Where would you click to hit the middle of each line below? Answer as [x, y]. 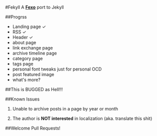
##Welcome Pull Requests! [33, 128]
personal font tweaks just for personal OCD [57, 69]
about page [24, 42]
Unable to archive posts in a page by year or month [65, 109]
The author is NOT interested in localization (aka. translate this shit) [82, 118]
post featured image [33, 74]
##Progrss [16, 17]
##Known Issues [22, 99]
